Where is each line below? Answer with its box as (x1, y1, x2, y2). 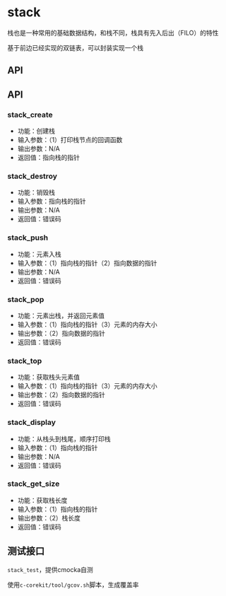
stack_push (7, 233, 49, 243)
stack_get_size (7, 479, 60, 489)
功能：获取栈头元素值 (17, 373, 80, 382)
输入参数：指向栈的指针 (17, 197, 86, 206)
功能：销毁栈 (17, 188, 55, 197)
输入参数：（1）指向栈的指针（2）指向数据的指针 (17, 259, 157, 267)
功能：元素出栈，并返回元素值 (17, 311, 105, 320)
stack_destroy (7, 171, 58, 181)
